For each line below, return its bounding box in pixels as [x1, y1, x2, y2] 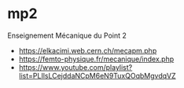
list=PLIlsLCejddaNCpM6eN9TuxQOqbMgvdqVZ [18, 71, 176, 80]
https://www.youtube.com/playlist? [18, 62, 133, 71]
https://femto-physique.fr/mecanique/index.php [18, 54, 175, 64]
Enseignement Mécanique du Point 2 [7, 31, 127, 40]
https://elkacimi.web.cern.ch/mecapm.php [18, 46, 157, 55]
